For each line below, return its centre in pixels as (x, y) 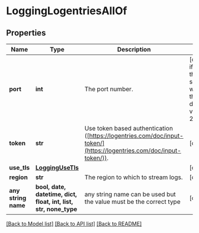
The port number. (109, 89)
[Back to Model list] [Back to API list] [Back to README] (74, 224)
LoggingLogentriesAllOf (67, 11)
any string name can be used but (130, 194)
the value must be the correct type (132, 202)
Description (134, 50)
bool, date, (51, 187)
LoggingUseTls (57, 167)
